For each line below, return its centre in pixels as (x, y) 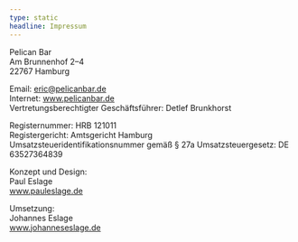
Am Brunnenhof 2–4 (47, 61)
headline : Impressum (48, 26)
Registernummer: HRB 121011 (63, 125)
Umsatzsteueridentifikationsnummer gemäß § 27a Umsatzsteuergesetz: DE (149, 144)
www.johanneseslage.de (55, 228)
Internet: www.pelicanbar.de (62, 98)
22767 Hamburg (40, 71)
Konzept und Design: (48, 172)
